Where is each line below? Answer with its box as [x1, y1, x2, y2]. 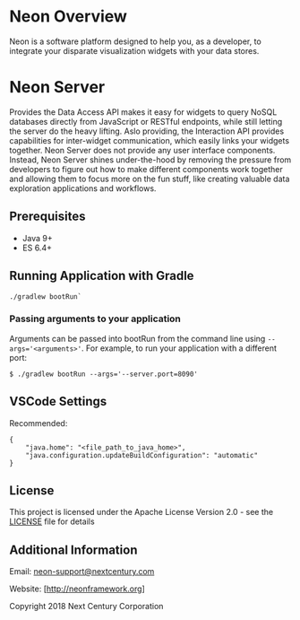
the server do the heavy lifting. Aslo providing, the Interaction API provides [9, 126, 285, 136]
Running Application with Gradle [9, 268, 194, 284]
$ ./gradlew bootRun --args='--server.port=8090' [9, 370, 199, 379]
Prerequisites [9, 209, 86, 224]
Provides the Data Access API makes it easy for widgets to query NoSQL [9, 106, 278, 118]
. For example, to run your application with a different [81, 343, 278, 354]
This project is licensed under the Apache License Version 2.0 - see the [9, 507, 274, 518]
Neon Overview [9, 6, 128, 27]
